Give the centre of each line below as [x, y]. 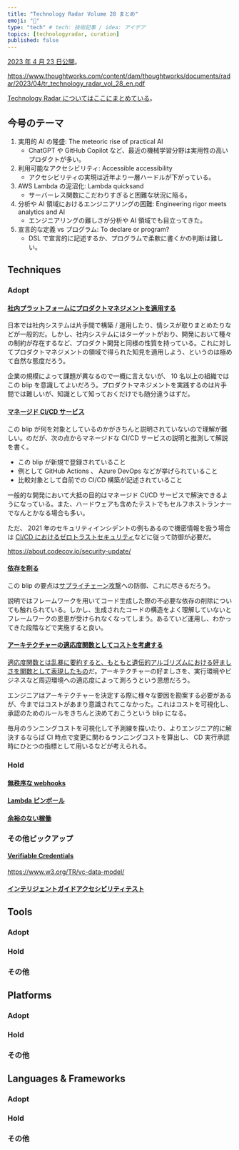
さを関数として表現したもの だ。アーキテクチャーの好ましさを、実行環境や [117, 671]
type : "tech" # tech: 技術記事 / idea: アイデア [77, 27]
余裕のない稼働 [29, 818]
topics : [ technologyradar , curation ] [63, 34]
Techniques [34, 270]
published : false [33, 41]
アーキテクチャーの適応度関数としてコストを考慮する [85, 645]
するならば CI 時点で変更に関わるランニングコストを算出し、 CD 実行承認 [122, 737]
